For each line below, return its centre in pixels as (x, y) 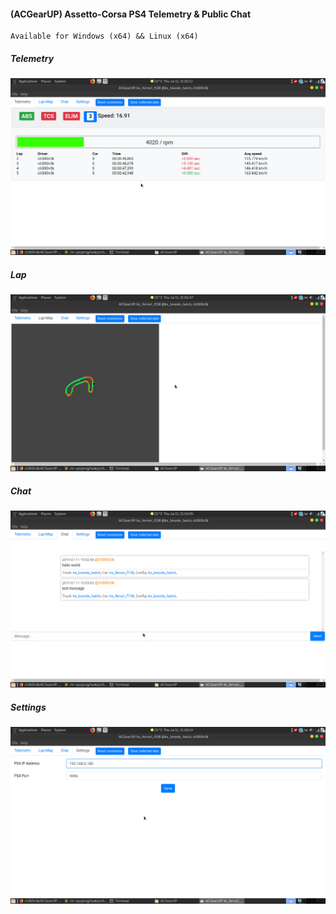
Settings (28, 707)
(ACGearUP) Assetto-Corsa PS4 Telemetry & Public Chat (131, 14)
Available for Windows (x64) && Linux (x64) (104, 36)
